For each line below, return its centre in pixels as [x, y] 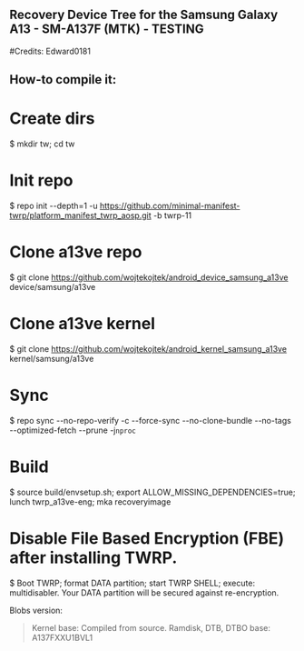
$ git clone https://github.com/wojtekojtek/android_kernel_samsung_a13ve [148, 348]
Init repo [41, 180]
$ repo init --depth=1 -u [54, 206]
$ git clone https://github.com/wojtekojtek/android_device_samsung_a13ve [149, 277]
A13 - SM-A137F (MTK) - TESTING [107, 30]
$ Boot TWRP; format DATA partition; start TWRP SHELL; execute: [132, 583]
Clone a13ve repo [76, 252]
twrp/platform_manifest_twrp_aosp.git [80, 215]
